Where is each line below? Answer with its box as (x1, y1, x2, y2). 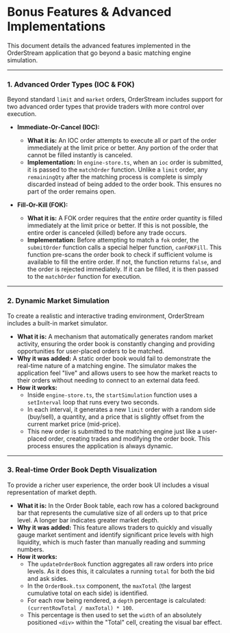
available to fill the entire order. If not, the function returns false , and (27, 258, 221, 266)
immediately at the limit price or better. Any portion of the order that (27, 143, 218, 152)
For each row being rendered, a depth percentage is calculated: (27, 596, 207, 604)
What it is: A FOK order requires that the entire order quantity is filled (27, 214, 222, 222)
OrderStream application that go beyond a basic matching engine (7, 49, 192, 57)
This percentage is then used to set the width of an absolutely (27, 610, 202, 619)
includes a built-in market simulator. (7, 319, 108, 327)
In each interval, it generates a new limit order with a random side (27, 405, 216, 413)
